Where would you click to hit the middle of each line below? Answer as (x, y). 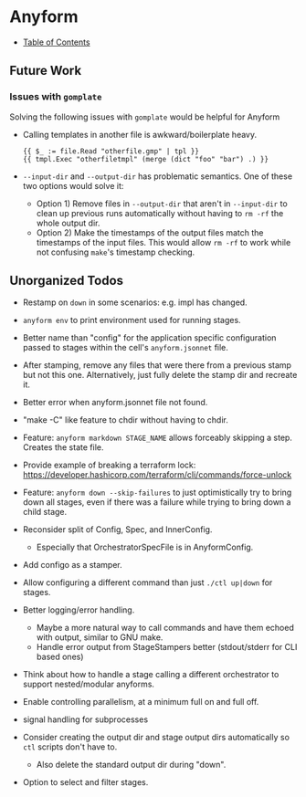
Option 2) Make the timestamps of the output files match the (150, 232)
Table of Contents (56, 42)
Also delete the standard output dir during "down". (131, 765)
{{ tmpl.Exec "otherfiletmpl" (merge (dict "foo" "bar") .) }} (146, 159)
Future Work (46, 71)
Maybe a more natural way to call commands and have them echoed (165, 628)
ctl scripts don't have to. (70, 747)
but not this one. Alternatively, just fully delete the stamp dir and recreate (160, 375)
